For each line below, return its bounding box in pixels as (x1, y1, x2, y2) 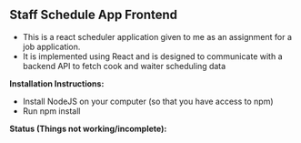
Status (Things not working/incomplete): (9, 123, 167, 134)
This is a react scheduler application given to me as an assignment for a (22, 31, 293, 42)
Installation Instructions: (9, 77, 105, 89)
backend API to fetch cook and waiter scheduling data (22, 60, 226, 71)
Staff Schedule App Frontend (9, 7, 178, 23)
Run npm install (22, 105, 81, 117)
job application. (22, 41, 81, 52)
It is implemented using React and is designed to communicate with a (22, 50, 284, 62)
